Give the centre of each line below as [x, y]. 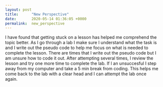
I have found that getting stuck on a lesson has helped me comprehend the [81, 37]
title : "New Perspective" [37, 14]
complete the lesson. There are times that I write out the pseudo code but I [81, 53]
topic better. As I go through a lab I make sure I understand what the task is [81, 43]
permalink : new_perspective [35, 23]
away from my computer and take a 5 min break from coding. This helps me [82, 69]
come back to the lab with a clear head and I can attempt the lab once [76, 74]
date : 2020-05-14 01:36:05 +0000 [46, 19]
